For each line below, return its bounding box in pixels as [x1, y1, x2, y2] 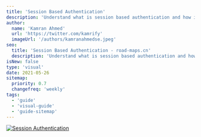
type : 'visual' [6, 64, 44, 70]
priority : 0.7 [11, 81, 47, 87]
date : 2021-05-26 [6, 70, 50, 76]
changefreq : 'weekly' [11, 86, 66, 92]
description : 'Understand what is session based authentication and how [6, 14, 191, 20]
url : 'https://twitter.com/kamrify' [11, 31, 103, 37]
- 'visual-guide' [11, 102, 55, 109]
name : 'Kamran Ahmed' [11, 25, 66, 32]
